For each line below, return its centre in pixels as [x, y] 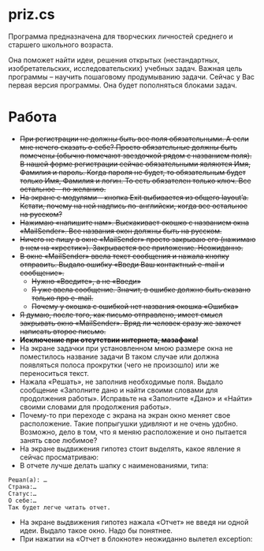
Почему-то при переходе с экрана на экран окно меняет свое [125, 415]
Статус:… [22, 493]
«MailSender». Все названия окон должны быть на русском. [121, 231]
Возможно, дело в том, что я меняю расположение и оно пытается [133, 432]
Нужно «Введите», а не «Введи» [86, 281]
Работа [33, 117]
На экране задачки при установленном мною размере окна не [126, 348]
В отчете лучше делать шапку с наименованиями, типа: [114, 465]
